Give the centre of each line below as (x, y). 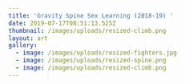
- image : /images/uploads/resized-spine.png (91, 61)
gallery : (23, 46)
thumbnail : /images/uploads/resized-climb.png (87, 30)
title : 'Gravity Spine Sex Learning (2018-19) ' (91, 16)
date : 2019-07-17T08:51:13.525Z (62, 23)
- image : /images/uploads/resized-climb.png (91, 68)
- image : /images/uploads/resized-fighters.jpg (97, 53)
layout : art (28, 38)
